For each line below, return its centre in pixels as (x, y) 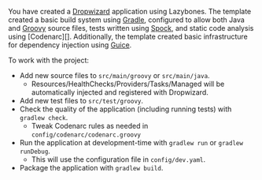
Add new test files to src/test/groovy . (81, 101)
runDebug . (35, 151)
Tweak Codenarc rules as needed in (90, 126)
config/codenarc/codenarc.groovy (86, 135)
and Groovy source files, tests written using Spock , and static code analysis (131, 28)
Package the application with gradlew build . (91, 168)
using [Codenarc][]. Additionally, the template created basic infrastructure (128, 36)
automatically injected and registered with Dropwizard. (120, 92)
